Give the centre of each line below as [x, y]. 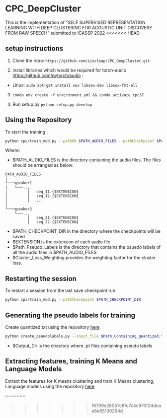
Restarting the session [41, 279]
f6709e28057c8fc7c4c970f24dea [126, 406]
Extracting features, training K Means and [71, 361]
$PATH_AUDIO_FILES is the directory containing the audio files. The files [86, 160]
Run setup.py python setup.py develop [52, 104]
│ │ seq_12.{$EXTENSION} [42, 196]
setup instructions [34, 48]
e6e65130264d [107, 411]
